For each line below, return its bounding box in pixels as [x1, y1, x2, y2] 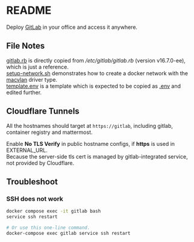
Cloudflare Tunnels [6, 106, 80, 116]
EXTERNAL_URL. [6, 147, 48, 154]
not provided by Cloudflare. [6, 159, 75, 166]
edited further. [6, 88, 42, 96]
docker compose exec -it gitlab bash [6, 208, 101, 214]
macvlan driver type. [6, 76, 58, 83]
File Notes [6, 41, 45, 51]
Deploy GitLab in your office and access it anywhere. [6, 23, 137, 31]
